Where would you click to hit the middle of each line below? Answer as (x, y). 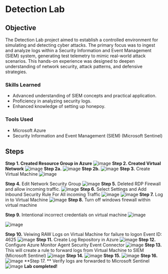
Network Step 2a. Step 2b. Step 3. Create (78, 169)
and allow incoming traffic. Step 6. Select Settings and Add (76, 189)
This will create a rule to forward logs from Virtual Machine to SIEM (75, 250)
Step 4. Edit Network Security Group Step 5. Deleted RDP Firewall (83, 184)
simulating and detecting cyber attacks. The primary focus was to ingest (80, 45)
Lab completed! (41, 266)
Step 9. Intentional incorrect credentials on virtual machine (66, 215)
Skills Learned (23, 85)
